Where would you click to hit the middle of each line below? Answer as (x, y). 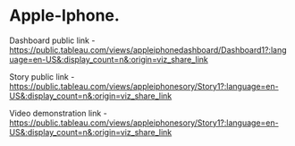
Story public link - (42, 76)
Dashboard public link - (52, 40)
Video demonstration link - (58, 113)
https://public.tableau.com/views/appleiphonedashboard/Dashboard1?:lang (148, 49)
